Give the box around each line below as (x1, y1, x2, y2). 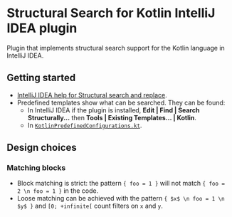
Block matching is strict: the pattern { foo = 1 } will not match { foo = (16, 179, 226, 188)
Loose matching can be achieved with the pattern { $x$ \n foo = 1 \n (16, 194, 225, 203)
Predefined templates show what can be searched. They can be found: (16, 98, 226, 107)
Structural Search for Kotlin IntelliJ (6, 5, 216, 21)
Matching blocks (6, 163, 66, 173)
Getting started (6, 72, 76, 84)
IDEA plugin (6, 20, 78, 36)
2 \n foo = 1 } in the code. (16, 186, 99, 195)
